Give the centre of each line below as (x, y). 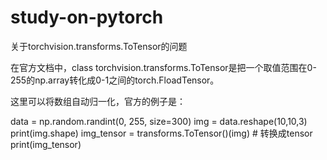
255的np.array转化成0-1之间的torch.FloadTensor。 (115, 80)
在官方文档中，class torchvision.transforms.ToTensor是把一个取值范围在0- (163, 67)
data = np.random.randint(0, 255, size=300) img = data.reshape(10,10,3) (159, 121)
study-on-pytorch (87, 17)
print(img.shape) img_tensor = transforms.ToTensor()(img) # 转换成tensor (161, 133)
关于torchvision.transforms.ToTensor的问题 (99, 46)
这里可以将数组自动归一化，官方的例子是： (98, 101)
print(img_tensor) (46, 144)
